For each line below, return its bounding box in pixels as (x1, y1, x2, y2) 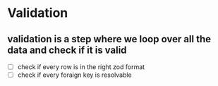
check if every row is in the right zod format (17, 63, 145, 71)
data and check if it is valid (7, 44, 127, 56)
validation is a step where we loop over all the (7, 33, 212, 45)
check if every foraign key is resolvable (17, 70, 132, 79)
